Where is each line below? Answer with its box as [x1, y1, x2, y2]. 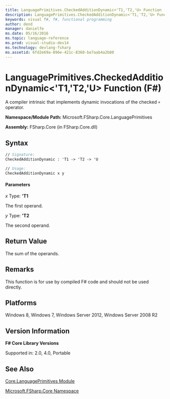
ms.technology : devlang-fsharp [5, 45, 71, 50]
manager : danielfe [5, 26, 44, 31]
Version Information [5, 327, 70, 335]
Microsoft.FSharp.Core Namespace [5, 388, 79, 394]
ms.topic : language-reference [5, 36, 69, 41]
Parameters [5, 182, 30, 188]
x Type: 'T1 [5, 193, 29, 199]
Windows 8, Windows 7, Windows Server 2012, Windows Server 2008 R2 [5, 312, 158, 318]
